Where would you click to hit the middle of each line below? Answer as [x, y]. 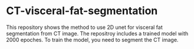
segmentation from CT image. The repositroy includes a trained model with [97, 33]
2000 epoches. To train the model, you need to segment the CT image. [92, 40]
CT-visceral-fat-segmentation [82, 11]
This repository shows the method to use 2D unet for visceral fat [85, 27]
